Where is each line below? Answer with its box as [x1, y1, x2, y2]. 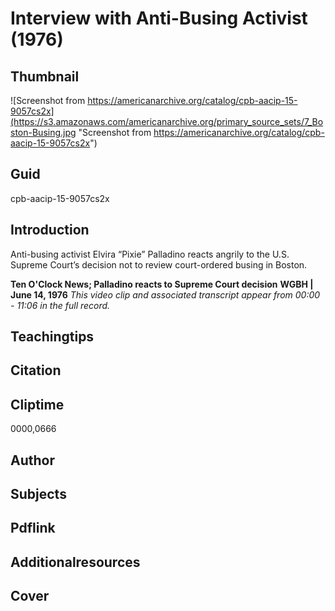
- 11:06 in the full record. [10, 299, 111, 311]
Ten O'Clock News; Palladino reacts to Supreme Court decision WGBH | [10, 278, 314, 290]
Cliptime [10, 396, 65, 413]
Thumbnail [10, 68, 80, 85]
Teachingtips [10, 328, 95, 346]
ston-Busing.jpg [10, 127, 77, 138]
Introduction [10, 222, 90, 239]
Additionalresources [10, 553, 141, 571]
